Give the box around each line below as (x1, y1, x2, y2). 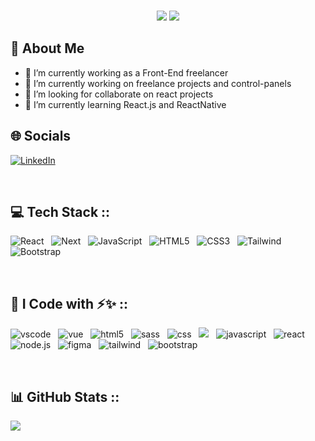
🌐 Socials (10, 128, 72, 145)
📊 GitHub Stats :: (10, 388, 120, 405)
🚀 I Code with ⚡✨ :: (10, 295, 129, 312)
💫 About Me (10, 40, 85, 57)
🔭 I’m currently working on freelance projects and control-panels (24, 77, 292, 89)
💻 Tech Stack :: (10, 204, 111, 221)
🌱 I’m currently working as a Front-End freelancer (24, 66, 229, 79)
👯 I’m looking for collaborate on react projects (24, 88, 214, 100)
